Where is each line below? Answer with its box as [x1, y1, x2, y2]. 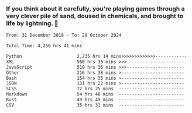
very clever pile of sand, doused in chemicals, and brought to [6, 12, 184, 20]
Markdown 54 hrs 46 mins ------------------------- [6, 91, 184, 97]
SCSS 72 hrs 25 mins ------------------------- [6, 86, 184, 92]
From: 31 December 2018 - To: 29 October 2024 [6, 33, 122, 38]
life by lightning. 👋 [6, 19, 59, 27]
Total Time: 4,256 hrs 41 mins [6, 43, 83, 49]
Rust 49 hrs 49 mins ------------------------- [6, 97, 184, 103]
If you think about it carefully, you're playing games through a [6, 5, 186, 13]
